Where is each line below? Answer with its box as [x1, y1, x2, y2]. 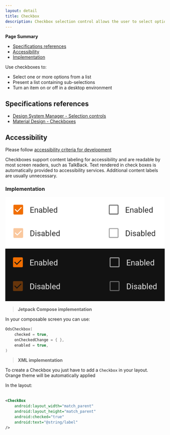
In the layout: [5, 382, 32, 389]
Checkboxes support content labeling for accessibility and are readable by [5, 157, 161, 162]
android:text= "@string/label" [14, 420, 78, 425]
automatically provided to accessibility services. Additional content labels [5, 167, 158, 173]
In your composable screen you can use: [5, 316, 90, 323]
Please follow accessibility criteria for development [5, 147, 112, 153]
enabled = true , [14, 342, 49, 348]
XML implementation [17, 357, 63, 363]
